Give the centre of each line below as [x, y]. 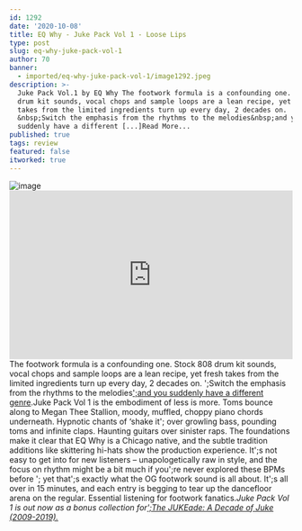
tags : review [34, 143]
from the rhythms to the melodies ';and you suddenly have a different [137, 392]
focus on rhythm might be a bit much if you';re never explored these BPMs [147, 469]
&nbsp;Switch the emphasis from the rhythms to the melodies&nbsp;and [152, 118]
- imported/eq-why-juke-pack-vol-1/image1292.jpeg [114, 76]
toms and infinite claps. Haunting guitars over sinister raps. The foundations [150, 431]
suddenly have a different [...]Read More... [104, 127]
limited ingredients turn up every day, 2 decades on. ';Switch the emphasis [147, 382]
